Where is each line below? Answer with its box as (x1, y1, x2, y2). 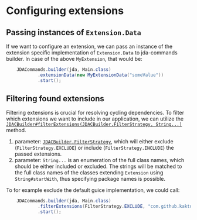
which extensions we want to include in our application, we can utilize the (6, 115, 184, 122)
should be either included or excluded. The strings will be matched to (14, 163, 182, 170)
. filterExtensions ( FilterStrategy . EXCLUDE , (37, 204, 145, 209)
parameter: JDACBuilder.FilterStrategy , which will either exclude (14, 138, 174, 145)
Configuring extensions (6, 4, 124, 18)
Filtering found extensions (6, 94, 104, 104)
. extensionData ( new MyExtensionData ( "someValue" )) (37, 72, 164, 78)
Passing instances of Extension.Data (6, 27, 141, 37)
